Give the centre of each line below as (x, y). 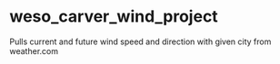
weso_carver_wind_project (114, 17)
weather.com (34, 50)
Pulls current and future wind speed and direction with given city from (140, 41)
